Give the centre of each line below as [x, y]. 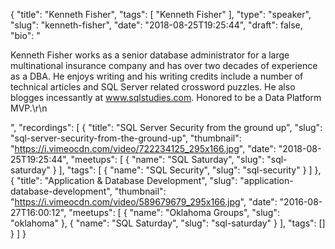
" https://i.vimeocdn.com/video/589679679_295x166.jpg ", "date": [144, 202]
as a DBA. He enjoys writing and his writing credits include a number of [157, 76]
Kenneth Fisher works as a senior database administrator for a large [150, 55]
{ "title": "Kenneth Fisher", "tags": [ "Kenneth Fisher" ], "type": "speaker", [161, 14]
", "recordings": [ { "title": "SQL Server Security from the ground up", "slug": [166, 127]
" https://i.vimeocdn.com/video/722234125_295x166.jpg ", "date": [143, 148]
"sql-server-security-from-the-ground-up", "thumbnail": [126, 138]
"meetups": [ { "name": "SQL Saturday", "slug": [167, 159]
